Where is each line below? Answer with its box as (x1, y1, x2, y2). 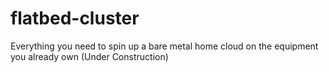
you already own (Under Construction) (10, 50, 169, 62)
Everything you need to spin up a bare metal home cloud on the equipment (10, 40, 319, 52)
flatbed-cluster (10, 7, 140, 30)
